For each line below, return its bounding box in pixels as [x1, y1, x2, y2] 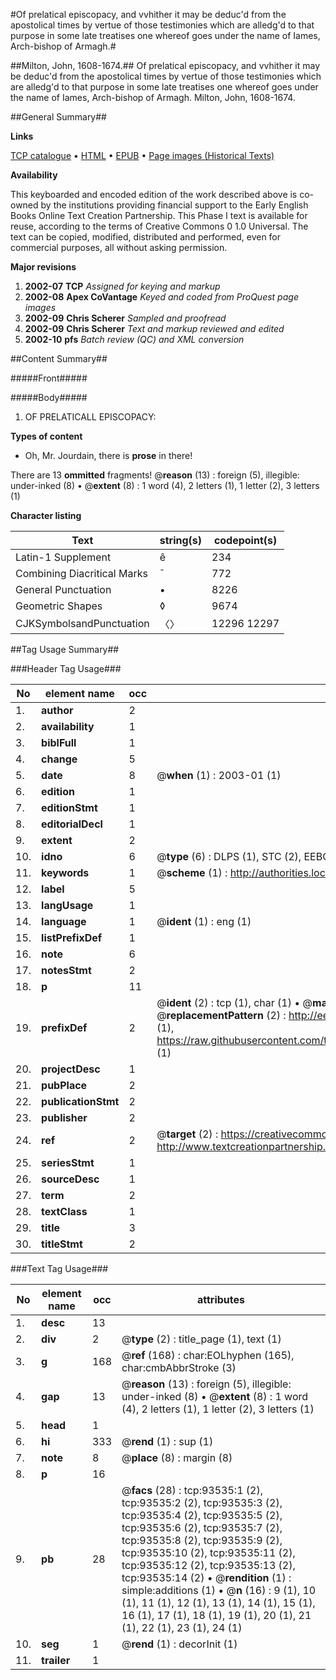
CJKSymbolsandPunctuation [15, 617, 150, 630]
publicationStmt [41, 1095, 120, 1108]
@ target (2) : [156, 1127, 219, 1141]
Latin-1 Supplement [15, 550, 112, 564]
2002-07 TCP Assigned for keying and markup [24, 280, 221, 292]
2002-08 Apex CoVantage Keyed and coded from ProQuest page [24, 291, 299, 303]
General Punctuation [15, 583, 112, 596]
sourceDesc [41, 1172, 100, 1186]
